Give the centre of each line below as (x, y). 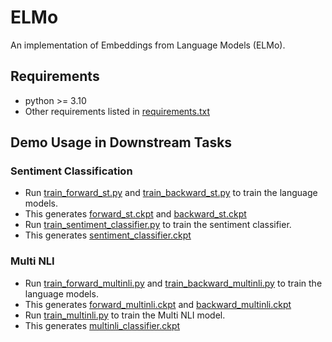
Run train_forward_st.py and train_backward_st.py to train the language (171, 193)
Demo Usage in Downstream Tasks (121, 142)
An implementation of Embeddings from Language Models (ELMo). (148, 45)
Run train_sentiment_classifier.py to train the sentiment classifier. (158, 225)
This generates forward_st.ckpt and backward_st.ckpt (135, 214)
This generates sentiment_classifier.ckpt (108, 235)
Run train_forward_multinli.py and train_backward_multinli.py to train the (173, 283)
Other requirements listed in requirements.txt (117, 111)
